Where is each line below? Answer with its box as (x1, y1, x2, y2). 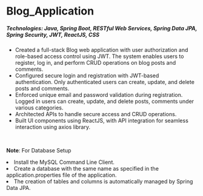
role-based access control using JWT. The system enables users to (15, 53, 184, 60)
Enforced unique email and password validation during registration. (15, 91, 183, 99)
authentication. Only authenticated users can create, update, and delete (15, 79, 195, 86)
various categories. (15, 104, 64, 111)
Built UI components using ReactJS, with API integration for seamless (15, 117, 189, 125)
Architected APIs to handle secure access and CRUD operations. (15, 111, 177, 118)
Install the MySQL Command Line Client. (14, 158, 115, 166)
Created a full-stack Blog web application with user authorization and (15, 47, 188, 54)
